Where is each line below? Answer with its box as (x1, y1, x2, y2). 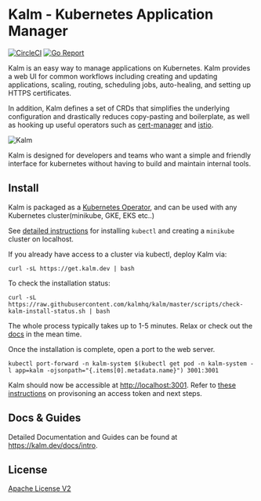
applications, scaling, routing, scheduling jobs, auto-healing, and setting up (8, 80, 252, 89)
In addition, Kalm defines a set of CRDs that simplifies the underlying (8, 103, 230, 113)
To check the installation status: (8, 278, 111, 288)
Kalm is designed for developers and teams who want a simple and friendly (8, 151, 252, 160)
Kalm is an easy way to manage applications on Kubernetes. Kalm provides (8, 63, 251, 72)
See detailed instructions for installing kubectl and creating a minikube (8, 226, 235, 235)
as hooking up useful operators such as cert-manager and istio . (8, 120, 214, 129)
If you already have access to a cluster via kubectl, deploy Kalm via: (8, 249, 227, 259)
